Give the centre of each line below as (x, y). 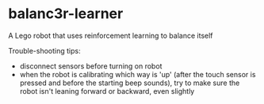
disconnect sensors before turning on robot (91, 66)
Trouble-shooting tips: (44, 50)
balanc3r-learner (66, 14)
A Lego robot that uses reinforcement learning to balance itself (111, 35)
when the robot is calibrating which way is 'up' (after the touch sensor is (138, 74)
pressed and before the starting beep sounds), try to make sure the (130, 83)
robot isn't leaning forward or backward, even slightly (107, 91)
